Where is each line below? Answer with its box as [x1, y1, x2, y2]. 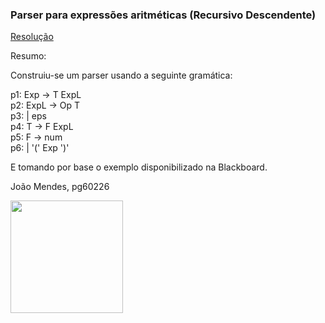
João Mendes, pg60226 [10, 181, 110, 193]
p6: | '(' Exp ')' [10, 142, 70, 154]
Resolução [10, 31, 54, 43]
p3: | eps [10, 110, 47, 122]
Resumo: [10, 50, 47, 62]
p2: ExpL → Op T [10, 99, 81, 112]
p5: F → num [10, 131, 63, 143]
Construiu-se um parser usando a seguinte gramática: [10, 69, 233, 82]
